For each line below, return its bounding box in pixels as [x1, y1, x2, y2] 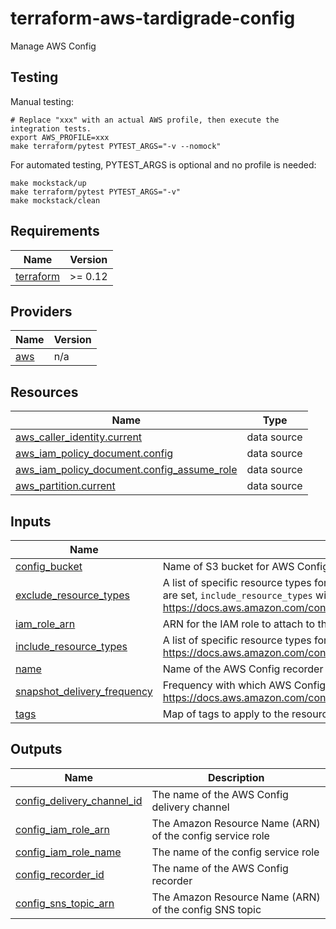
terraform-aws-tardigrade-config [10, 7, 296, 30]
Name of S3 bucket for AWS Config [162, 560, 330, 573]
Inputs [10, 513, 52, 530]
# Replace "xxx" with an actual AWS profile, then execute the [10, 115, 280, 125]
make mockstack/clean [10, 195, 101, 206]
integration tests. [10, 123, 92, 134]
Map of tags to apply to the [162, 707, 290, 721]
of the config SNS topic [151, 902, 262, 916]
